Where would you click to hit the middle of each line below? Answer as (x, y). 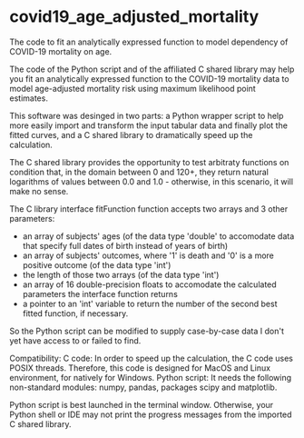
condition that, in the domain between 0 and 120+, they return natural (139, 172)
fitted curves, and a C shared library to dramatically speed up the (131, 134)
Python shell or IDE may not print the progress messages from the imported (151, 414)
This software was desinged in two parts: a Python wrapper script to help (147, 115)
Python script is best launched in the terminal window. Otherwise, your (142, 404)
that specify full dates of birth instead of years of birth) (125, 245)
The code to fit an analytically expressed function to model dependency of (149, 42)
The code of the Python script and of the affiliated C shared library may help (152, 69)
